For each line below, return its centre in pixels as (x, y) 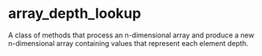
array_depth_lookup (75, 14)
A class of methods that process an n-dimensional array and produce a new (131, 35)
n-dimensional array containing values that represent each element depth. (128, 43)
